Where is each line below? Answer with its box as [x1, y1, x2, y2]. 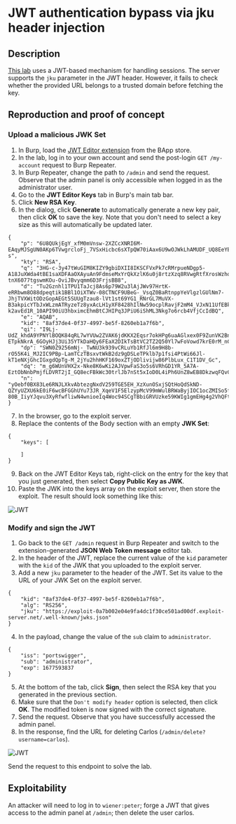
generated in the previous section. [18, 690, 118, 699]
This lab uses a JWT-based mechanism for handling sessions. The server [8, 67, 220, 74]
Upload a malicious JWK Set [8, 130, 106, 139]
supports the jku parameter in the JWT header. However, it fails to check [8, 74, 218, 82]
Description [8, 48, 60, 60]
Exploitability [8, 783, 67, 795]
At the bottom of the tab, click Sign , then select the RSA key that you [18, 682, 216, 691]
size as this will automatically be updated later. [18, 220, 153, 228]
